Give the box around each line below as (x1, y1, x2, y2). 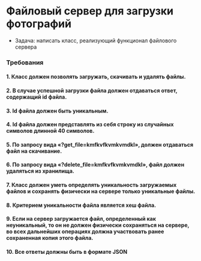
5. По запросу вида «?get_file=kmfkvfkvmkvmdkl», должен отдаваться (6, 141, 194, 148)
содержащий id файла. (6, 93, 67, 100)
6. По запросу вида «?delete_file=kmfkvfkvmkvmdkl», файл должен (6, 161, 185, 168)
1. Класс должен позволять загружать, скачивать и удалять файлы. (6, 73, 186, 81)
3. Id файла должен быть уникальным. (6, 107, 109, 114)
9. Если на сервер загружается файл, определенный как (6, 215, 156, 223)
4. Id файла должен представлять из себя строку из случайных (6, 121, 174, 128)
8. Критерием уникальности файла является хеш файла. (6, 201, 157, 209)
